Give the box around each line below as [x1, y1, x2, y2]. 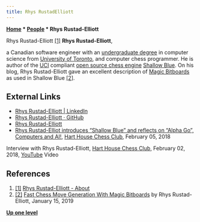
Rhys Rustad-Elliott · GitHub [14, 114, 84, 121]
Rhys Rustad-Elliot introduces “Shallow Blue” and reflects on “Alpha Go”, [14, 127, 194, 134]
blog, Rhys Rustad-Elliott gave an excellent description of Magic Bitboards [6, 67, 190, 75]
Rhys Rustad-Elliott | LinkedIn [14, 108, 88, 115]
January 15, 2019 [31, 197, 74, 205]
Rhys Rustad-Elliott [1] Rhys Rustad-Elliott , [6, 37, 113, 44]
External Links [6, 91, 61, 102]
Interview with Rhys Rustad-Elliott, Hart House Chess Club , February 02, [6, 145, 186, 152]
